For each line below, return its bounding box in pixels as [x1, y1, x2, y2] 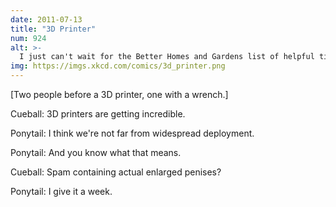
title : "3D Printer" [10, 24, 97, 34]
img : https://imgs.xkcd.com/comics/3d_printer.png [10, 61, 226, 71]
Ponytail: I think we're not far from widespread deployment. [10, 127, 255, 139]
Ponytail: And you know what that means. [10, 147, 182, 158]
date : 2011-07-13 [10, 14, 83, 25]
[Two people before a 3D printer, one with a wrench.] [10, 89, 229, 100]
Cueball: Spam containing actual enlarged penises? [10, 166, 222, 178]
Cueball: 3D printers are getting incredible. [10, 108, 186, 120]
